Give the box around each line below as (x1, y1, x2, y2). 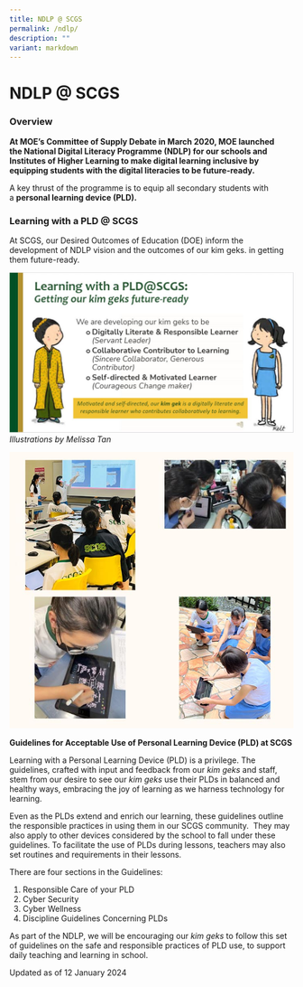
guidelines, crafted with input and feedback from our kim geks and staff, (9, 765, 278, 775)
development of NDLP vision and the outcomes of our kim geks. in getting (9, 245, 284, 256)
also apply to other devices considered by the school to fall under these (9, 830, 276, 841)
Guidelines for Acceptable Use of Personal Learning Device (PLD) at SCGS (9, 738, 293, 748)
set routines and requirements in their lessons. (9, 850, 182, 860)
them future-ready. (9, 254, 80, 266)
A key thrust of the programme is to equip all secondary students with (9, 182, 269, 193)
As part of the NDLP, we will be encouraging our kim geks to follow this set (9, 931, 288, 942)
